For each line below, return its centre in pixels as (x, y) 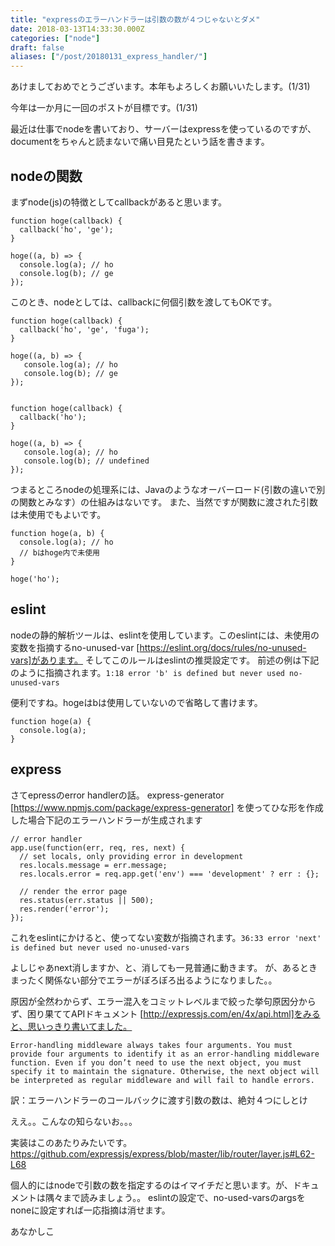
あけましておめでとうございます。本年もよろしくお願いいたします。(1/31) (160, 87)
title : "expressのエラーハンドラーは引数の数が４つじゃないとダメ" (135, 19)
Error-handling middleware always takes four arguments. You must (151, 1045)
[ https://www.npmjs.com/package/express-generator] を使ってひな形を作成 (167, 807)
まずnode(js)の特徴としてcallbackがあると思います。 (118, 202)
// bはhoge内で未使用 (59, 552)
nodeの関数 (46, 176)
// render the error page (73, 891)
